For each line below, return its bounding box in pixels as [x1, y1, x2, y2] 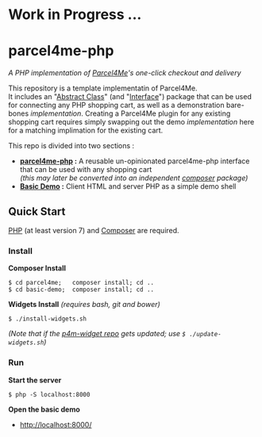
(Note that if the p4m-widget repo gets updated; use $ [8, 329, 187, 339]
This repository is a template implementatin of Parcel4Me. [8, 83, 198, 93]
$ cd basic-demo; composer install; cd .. [8, 286, 155, 294]
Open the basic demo [8, 404, 81, 414]
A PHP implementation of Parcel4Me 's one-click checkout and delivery [8, 68, 241, 78]
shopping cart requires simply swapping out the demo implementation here [8, 117, 255, 127]
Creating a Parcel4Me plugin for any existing [84, 109, 231, 118]
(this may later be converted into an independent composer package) [19, 173, 249, 183]
